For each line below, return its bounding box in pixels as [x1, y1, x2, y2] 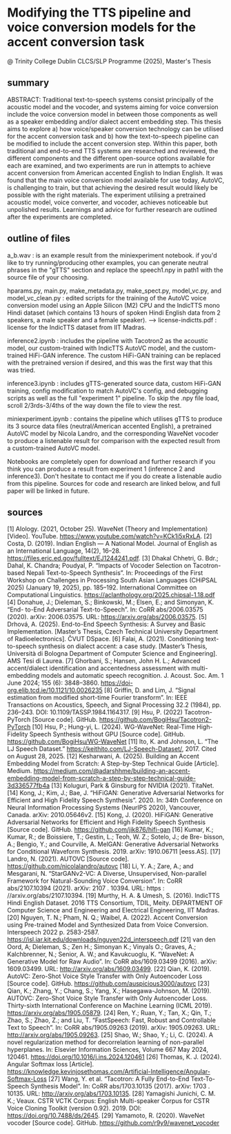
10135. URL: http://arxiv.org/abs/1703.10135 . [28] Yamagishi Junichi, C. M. [7, 1089, 216, 1098]
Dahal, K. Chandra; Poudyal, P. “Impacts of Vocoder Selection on [7, 561, 192, 570]
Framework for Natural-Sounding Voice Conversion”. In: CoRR [7, 877, 183, 885]
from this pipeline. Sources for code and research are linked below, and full [7, 479, 221, 487]
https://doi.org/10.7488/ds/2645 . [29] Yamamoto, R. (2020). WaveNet [7, 1111, 205, 1120]
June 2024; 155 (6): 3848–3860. [7, 678, 100, 687]
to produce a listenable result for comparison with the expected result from [7, 436, 221, 444]
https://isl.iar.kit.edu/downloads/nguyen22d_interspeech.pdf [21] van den [7, 935, 216, 944]
